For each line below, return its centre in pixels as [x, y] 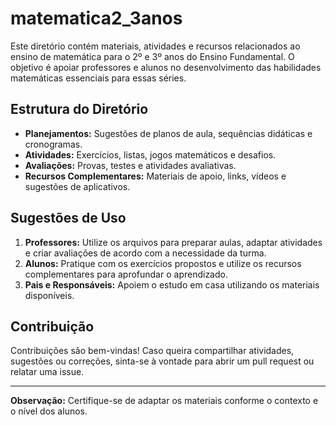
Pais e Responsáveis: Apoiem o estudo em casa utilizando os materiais [172, 284]
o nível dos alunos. [49, 411]
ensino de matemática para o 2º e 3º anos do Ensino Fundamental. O [152, 56]
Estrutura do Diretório [79, 109]
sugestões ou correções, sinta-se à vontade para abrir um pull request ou [162, 361]
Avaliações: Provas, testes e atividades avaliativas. [130, 165]
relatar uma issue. [47, 372]
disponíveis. [49, 295]
